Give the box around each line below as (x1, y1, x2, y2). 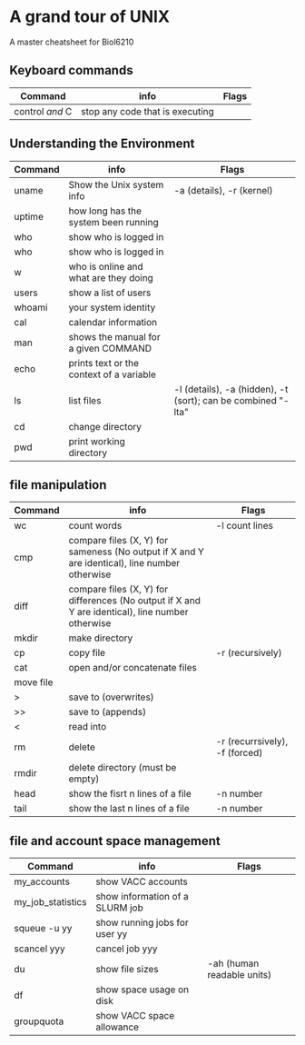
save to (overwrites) (68, 691, 154, 703)
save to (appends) (68, 706, 147, 719)
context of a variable (68, 368, 157, 381)
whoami (14, 301, 48, 313)
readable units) (207, 969, 272, 981)
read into (68, 721, 107, 733)
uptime (14, 210, 44, 223)
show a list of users (68, 286, 152, 299)
